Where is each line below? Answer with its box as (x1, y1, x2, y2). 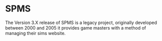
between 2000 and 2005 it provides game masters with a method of (5, 24, 146, 30)
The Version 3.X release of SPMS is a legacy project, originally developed (5, 19, 157, 25)
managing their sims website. (5, 30, 66, 36)
